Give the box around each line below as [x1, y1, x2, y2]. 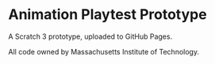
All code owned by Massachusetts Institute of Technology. [8, 47, 200, 56]
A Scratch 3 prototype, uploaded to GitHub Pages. [8, 32, 173, 41]
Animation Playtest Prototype [8, 6, 208, 24]
